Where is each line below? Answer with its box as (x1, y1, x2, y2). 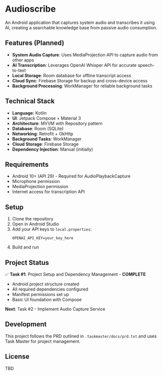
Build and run (12, 244, 39, 250)
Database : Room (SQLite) (12, 125, 64, 131)
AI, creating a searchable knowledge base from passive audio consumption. (5, 24, 157, 30)
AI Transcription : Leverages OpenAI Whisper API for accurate (12, 62, 137, 68)
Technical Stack (5, 97, 55, 105)
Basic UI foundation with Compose (12, 296, 82, 302)
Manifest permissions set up (12, 292, 69, 297)
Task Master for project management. (5, 338, 81, 344)
